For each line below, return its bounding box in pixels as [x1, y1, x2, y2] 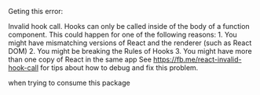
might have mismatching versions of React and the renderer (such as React [8, 38, 252, 47]
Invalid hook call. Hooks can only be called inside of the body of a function [8, 22, 250, 30]
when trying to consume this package [8, 78, 131, 87]
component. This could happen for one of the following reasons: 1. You [8, 30, 237, 39]
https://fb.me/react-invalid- [152, 55, 242, 64]
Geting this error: [8, 7, 64, 16]
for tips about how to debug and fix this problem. [40, 63, 199, 72]
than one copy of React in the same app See [8, 55, 152, 64]
